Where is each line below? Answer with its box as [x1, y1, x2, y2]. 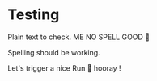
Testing [7, 6, 60, 24]
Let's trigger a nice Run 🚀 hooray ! [7, 63, 122, 73]
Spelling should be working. [7, 47, 100, 57]
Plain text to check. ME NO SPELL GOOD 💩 [7, 32, 151, 42]
